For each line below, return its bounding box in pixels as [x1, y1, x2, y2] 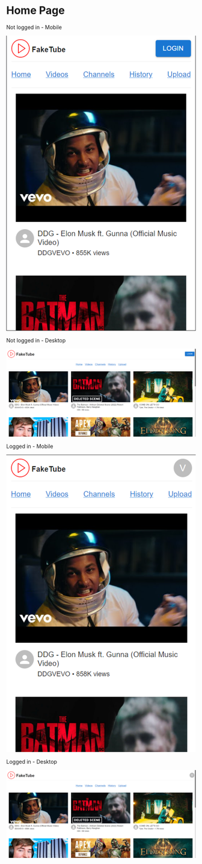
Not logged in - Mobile [6, 24, 62, 31]
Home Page [6, 4, 65, 17]
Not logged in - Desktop [6, 337, 66, 344]
